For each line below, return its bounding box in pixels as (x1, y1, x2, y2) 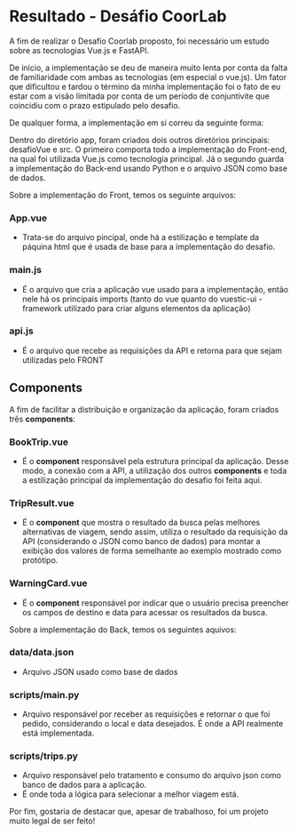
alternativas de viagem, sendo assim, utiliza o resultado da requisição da (21, 526, 288, 537)
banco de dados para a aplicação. (21, 780, 147, 791)
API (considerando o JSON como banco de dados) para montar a (21, 536, 261, 547)
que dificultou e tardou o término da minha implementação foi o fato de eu (9, 81, 281, 92)
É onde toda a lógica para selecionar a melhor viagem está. (21, 789, 239, 799)
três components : (9, 413, 75, 424)
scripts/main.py (9, 688, 80, 701)
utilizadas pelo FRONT (21, 354, 105, 365)
